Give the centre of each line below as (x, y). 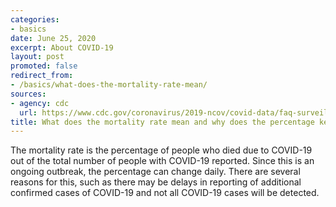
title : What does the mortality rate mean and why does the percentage (162, 122)
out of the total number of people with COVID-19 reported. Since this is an (162, 161)
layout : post (37, 57)
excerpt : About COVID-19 (62, 47)
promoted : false (44, 66)
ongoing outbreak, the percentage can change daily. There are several (155, 172)
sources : (28, 94)
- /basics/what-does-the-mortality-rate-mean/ (109, 85)
